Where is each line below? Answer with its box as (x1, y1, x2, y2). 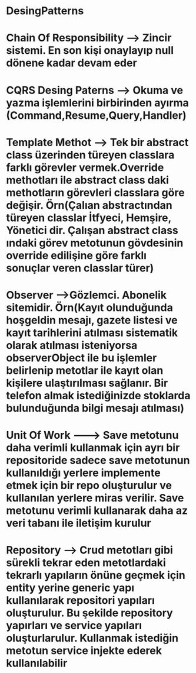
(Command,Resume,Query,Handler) (6, 108, 187, 122)
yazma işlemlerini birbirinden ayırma (6, 96, 190, 109)
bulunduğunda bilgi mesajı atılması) (6, 401, 184, 415)
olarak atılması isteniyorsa (6, 338, 138, 352)
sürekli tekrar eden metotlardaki (6, 556, 166, 570)
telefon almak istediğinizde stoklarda (6, 389, 191, 402)
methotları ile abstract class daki (6, 173, 170, 187)
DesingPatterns (6, 4, 84, 18)
